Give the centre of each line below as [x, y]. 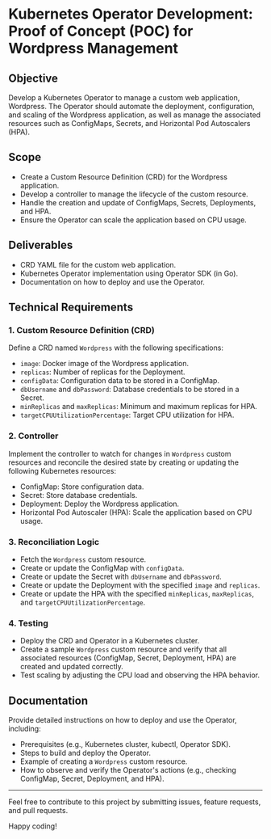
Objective [33, 78]
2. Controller [33, 436]
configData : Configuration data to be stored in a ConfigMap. [120, 381]
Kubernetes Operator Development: [131, 14]
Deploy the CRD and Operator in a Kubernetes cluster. [110, 641]
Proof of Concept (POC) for [101, 31]
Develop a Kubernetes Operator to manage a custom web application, [124, 97]
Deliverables [41, 245]
